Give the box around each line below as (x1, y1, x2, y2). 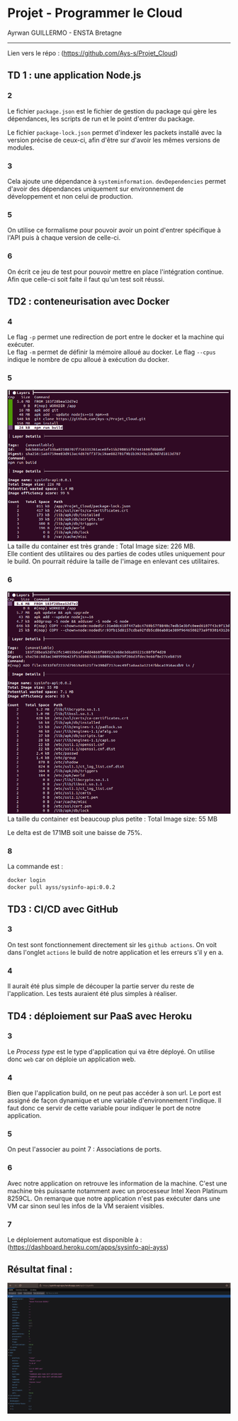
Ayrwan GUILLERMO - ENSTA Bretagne (7, 28, 123, 37)
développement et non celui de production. (7, 192, 133, 200)
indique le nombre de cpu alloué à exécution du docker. (7, 355, 170, 364)
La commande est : (7, 862, 64, 870)
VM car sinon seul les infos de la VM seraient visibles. (7, 1201, 165, 1210)
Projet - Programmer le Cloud (7, 5, 183, 21)
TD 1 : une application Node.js (7, 70, 142, 82)
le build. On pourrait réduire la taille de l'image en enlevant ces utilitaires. (7, 557, 220, 565)
